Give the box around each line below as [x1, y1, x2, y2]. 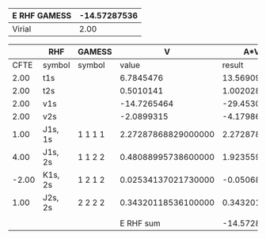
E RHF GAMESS [12, 10, 72, 21]
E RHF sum [120, 218, 161, 229]
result [222, 59, 244, 70]
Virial [12, 24, 32, 34]
